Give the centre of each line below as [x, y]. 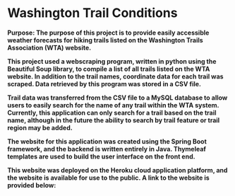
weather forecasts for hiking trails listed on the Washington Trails [105, 40]
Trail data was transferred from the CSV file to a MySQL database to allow [117, 98]
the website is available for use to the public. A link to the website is [108, 178]
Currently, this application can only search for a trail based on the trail [112, 113]
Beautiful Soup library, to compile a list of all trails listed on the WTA [109, 69]
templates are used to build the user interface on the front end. [101, 156]
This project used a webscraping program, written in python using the [112, 61]
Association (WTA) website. [49, 47]
